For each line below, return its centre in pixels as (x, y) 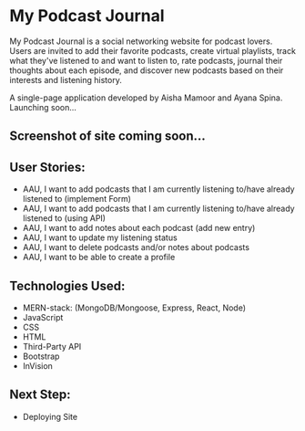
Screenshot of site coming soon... (108, 137)
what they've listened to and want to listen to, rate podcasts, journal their (146, 60)
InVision (37, 365)
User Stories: (47, 167)
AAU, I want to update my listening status (100, 237)
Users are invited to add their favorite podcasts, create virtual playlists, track (152, 50)
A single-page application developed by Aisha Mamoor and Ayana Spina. (146, 98)
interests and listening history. (66, 79)
